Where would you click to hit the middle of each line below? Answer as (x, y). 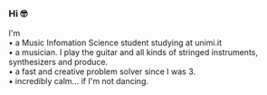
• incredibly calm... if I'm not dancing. (78, 81)
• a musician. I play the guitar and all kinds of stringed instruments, (133, 52)
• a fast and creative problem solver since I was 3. (102, 71)
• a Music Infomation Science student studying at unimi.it (115, 43)
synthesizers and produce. (58, 62)
